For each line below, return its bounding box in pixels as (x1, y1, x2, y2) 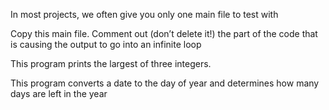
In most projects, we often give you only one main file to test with (10, 9, 279, 20)
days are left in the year (10, 88, 108, 99)
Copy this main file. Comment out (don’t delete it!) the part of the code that (10, 28, 318, 39)
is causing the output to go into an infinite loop (10, 39, 202, 50)
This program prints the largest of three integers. (10, 58, 212, 69)
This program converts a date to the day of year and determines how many (10, 77, 320, 89)
